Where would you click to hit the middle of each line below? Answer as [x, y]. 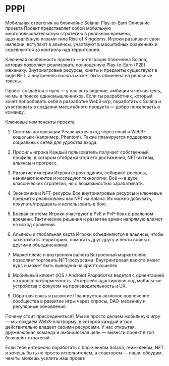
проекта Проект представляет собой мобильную [58, 28]
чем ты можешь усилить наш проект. [45, 358]
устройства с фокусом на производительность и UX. [70, 286]
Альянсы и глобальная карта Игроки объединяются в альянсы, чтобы [88, 234]
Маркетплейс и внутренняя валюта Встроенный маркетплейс [79, 254]
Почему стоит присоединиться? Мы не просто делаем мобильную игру [83, 316]
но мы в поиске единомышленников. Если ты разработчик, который [79, 96]
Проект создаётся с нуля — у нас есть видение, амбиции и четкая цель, [83, 90]
